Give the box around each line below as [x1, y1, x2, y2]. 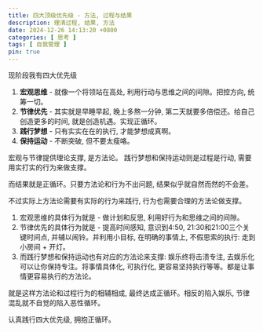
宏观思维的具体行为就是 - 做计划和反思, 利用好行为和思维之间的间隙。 [19, 213, 245, 222]
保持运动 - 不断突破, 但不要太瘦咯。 [19, 137, 135, 145]
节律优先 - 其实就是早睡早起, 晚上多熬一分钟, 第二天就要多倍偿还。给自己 [19, 107, 255, 116]
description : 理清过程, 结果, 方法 [8, 19, 115, 27]
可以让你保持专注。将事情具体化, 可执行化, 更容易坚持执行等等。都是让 [19, 262, 248, 271]
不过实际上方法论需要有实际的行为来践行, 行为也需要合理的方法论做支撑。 [8, 196, 246, 205]
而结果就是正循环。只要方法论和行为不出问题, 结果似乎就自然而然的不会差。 [8, 180, 253, 188]
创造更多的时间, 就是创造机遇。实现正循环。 [19, 117, 162, 126]
